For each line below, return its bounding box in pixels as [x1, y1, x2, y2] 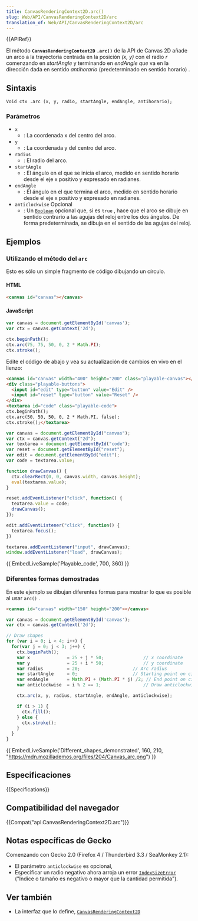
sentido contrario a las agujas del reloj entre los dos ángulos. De [23, 213, 180, 221]
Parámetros [6, 113, 40, 121]
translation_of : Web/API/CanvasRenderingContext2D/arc [6, 19, 144, 25]
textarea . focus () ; [11, 528, 57, 534]
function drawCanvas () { [6, 468, 67, 474]
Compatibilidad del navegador [6, 803, 120, 813]
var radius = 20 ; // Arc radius [16, 666, 167, 672]
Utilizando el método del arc [6, 254, 88, 262]
